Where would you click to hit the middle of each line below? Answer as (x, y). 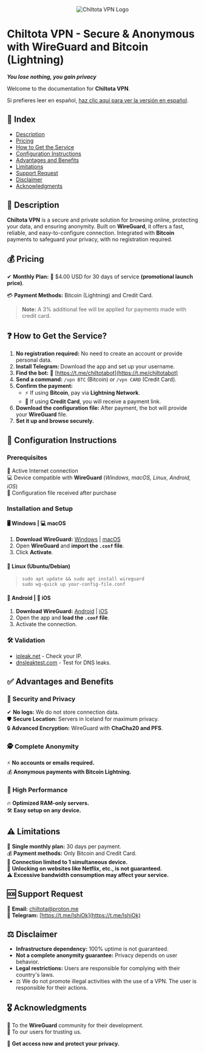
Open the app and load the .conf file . (63, 618)
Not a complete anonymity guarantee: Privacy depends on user (97, 956)
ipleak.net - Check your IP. (49, 656)
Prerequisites (27, 457)
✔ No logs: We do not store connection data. (63, 712)
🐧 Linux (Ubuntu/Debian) (39, 566)
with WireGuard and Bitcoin (78, 47)
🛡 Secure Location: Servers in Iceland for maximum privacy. (83, 719)
